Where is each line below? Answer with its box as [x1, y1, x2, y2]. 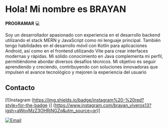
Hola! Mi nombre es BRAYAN [5, 3, 126, 15]
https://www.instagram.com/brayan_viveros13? [54, 102, 152, 108]
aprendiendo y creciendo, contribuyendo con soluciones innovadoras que [5, 63, 158, 69]
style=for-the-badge [5, 102, 48, 108]
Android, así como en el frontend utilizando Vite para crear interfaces [5, 47, 148, 53]
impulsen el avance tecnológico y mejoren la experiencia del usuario [5, 69, 147, 75]
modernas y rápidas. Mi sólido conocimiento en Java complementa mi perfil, [5, 53, 163, 59]
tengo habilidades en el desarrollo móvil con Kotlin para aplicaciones [5, 42, 147, 48]
